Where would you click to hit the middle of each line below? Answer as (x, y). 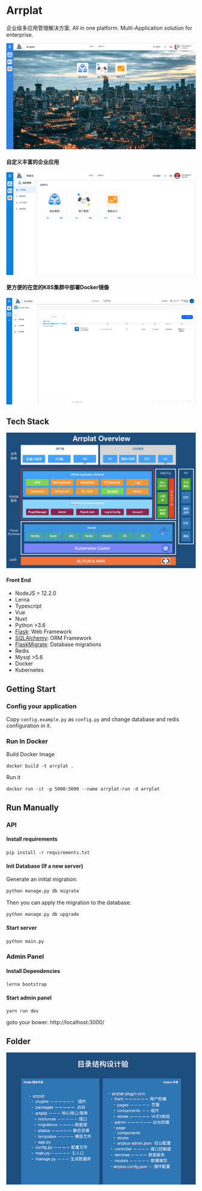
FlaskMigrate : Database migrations (58, 644)
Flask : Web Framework (43, 632)
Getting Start (31, 689)
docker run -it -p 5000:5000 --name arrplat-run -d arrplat (83, 789)
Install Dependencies (33, 971)
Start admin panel (29, 998)
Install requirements (32, 839)
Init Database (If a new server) (45, 866)
